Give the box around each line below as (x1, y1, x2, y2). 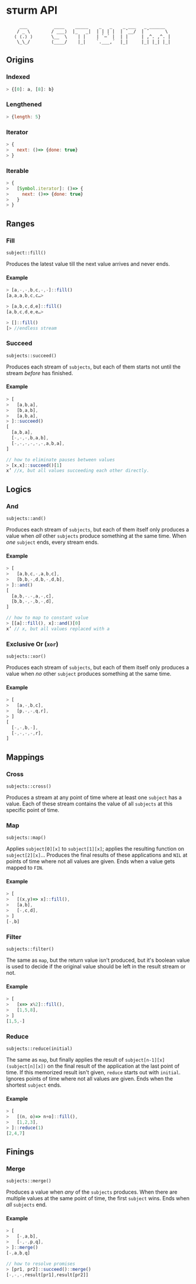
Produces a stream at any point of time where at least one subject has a (6, 794, 182, 801)
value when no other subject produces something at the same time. (6, 670, 172, 678)
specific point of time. (6, 806, 60, 813)
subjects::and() (6, 515, 46, 521)
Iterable (6, 166, 29, 175)
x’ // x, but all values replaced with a (6, 625, 110, 632)
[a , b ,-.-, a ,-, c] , (11, 593, 54, 599)
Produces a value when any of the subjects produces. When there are (6, 1188, 178, 1195)
